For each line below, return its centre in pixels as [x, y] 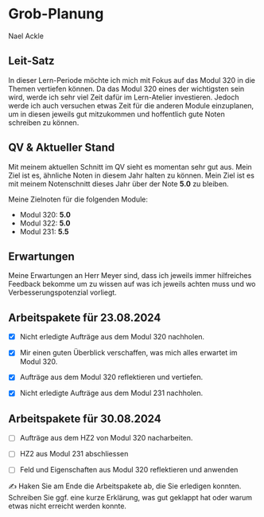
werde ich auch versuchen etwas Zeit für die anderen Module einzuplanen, [131, 105]
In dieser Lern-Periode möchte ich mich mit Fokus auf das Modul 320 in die [132, 80]
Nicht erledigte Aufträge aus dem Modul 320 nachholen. [112, 337]
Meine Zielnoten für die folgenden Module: [78, 199]
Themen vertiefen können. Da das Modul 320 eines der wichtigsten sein [126, 88]
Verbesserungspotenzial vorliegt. [62, 292]
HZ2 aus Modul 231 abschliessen [74, 454]
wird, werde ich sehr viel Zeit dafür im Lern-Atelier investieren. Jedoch [124, 97]
